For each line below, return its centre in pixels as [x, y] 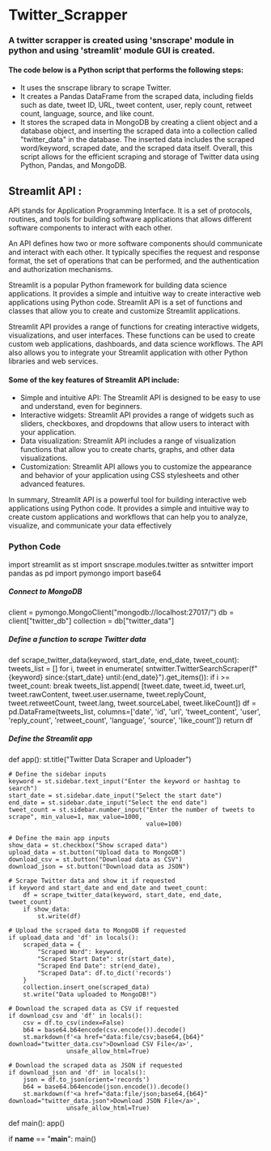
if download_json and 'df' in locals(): [78, 1072]
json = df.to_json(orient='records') [87, 1080]
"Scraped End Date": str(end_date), [99, 966]
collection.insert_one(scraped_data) [87, 987]
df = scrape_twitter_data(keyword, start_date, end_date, [123, 895]
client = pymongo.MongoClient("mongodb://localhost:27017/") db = [121, 612]
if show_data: [47, 909]
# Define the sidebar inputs [57, 774]
